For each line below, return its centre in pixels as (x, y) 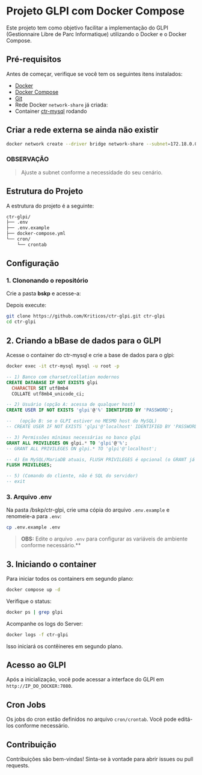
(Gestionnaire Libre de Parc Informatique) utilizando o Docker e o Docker (96, 34)
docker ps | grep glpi (35, 612)
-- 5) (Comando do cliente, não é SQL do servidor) (72, 476)
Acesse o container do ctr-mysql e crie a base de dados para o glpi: (90, 355)
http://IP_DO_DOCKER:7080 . (39, 686)
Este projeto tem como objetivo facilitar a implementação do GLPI (87, 28)
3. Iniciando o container (51, 564)
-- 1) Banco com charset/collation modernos (63, 377)
